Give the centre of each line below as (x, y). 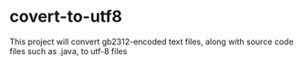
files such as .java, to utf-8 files (68, 51)
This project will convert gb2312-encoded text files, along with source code (151, 42)
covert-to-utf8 (66, 17)
